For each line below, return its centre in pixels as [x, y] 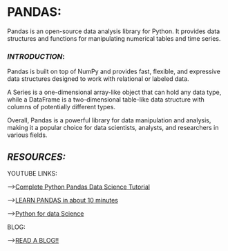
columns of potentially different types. [61, 107]
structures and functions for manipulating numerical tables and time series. [114, 38]
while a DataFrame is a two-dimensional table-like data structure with [106, 100]
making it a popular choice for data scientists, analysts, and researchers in [113, 128]
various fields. [27, 135]
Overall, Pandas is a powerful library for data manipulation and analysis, [109, 120]
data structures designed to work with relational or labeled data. [98, 79]
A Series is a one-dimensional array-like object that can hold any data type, [114, 92]
